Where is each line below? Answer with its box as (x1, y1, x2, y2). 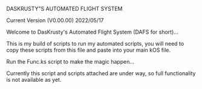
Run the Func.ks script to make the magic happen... (6, 58, 135, 65)
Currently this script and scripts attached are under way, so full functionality (6, 70, 196, 77)
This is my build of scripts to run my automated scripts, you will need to (6, 40, 184, 47)
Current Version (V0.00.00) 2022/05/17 (6, 17, 104, 23)
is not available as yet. (6, 76, 62, 83)
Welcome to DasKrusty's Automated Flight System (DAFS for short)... (6, 28, 178, 35)
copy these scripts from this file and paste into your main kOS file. (6, 46, 171, 54)
